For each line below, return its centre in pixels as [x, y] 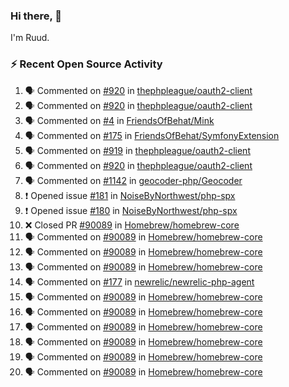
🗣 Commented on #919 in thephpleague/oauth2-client [137, 150]
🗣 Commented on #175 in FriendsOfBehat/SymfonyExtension [152, 135]
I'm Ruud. [30, 38]
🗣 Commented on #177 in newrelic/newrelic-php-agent [139, 281]
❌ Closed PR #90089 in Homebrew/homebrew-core [132, 225]
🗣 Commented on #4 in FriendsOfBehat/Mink [119, 120]
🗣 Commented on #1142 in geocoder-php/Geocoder [133, 180]
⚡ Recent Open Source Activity [86, 64]
